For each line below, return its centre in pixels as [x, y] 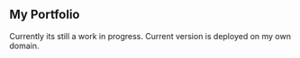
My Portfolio [45, 15]
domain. [24, 46]
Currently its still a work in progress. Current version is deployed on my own [150, 36]
